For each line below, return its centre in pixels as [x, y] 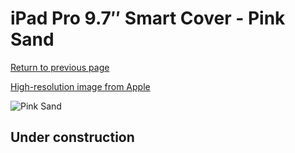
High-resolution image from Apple [80, 86]
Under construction [72, 137]
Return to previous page [60, 67]
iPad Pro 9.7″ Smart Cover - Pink [148, 18]
